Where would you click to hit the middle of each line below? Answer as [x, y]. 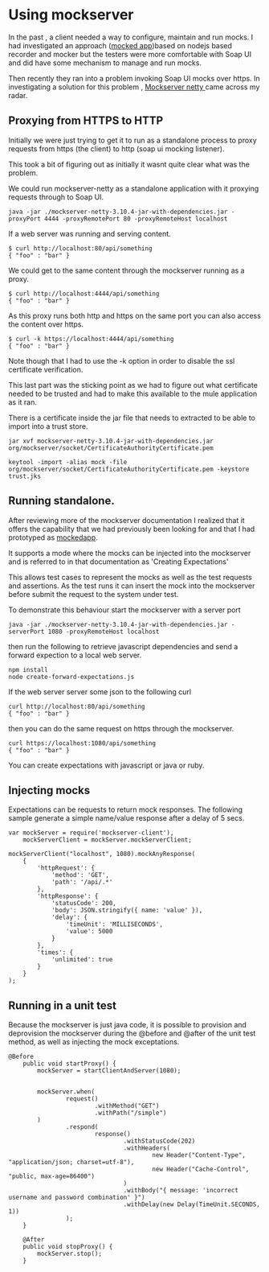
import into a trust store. [48, 426]
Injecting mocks [49, 790]
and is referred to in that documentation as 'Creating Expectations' [118, 562]
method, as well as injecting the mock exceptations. [94, 1042]
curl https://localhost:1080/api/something [82, 743]
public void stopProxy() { [68, 1247]
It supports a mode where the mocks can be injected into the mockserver [130, 553]
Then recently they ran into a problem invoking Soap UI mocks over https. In [134, 78]
